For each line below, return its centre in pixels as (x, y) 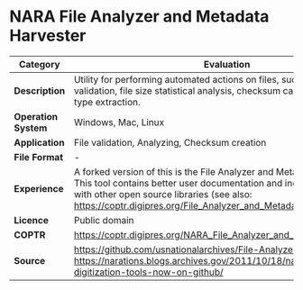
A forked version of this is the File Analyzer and (174, 171)
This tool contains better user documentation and (178, 183)
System (31, 128)
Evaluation (227, 64)
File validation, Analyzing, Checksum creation (170, 142)
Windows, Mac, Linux (119, 122)
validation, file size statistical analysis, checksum (177, 90)
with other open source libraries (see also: (163, 194)
